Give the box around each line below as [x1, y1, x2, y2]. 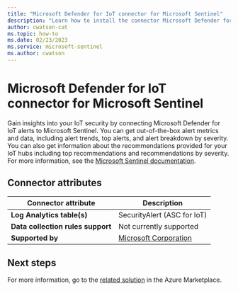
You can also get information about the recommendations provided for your [7, 141, 228, 149]
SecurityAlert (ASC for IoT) [118, 210, 208, 219]
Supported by [11, 233, 59, 243]
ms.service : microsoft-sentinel [7, 43, 103, 50]
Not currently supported [118, 221, 199, 231]
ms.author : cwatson [7, 50, 65, 57]
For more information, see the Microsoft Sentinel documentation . [7, 156, 196, 165]
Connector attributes [7, 177, 103, 189]
